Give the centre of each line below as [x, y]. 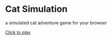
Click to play [18, 32]
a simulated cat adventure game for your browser [56, 23]
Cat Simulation [36, 9]
